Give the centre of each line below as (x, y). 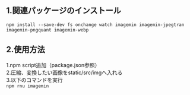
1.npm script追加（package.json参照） (53, 65)
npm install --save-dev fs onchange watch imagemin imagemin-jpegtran (95, 25)
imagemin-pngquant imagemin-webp (47, 30)
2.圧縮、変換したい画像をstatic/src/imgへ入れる (64, 72)
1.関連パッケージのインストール (64, 11)
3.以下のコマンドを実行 (35, 80)
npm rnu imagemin (28, 86)
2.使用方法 (26, 50)
